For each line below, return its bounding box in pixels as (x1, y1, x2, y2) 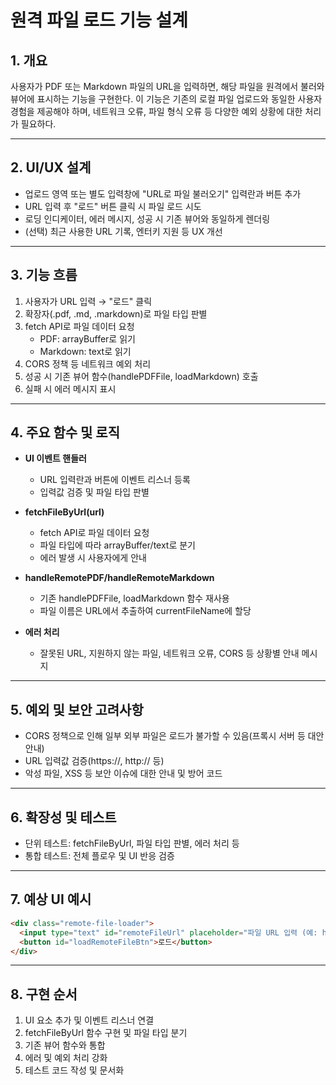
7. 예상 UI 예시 (10, 891, 92, 908)
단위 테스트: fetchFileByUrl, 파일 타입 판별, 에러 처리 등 (24, 837, 240, 850)
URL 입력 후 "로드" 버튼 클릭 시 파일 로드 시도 (24, 200, 202, 212)
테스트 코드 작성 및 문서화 (24, 1064, 125, 1076)
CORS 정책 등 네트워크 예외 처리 (24, 357, 152, 370)
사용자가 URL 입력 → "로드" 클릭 (24, 295, 153, 307)
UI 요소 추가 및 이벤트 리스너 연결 (24, 1014, 155, 1026)
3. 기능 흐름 (10, 267, 78, 284)
